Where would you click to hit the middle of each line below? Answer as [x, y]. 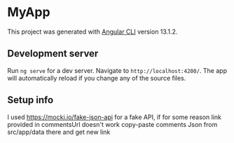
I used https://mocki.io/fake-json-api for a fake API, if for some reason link [115, 117]
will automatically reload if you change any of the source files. [97, 78]
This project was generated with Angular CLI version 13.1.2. [92, 32]
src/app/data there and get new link [59, 132]
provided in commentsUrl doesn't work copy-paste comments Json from [112, 124]
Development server [53, 54]
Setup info [30, 100]
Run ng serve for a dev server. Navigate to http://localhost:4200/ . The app [117, 70]
